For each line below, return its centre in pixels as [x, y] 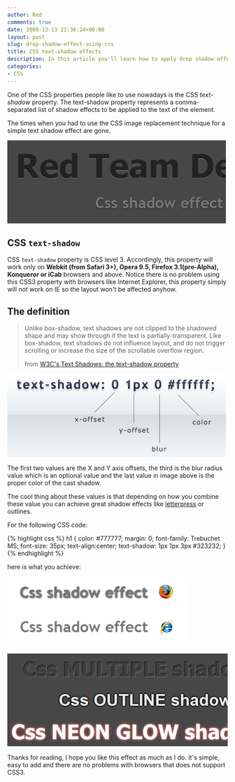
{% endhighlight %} [36, 553]
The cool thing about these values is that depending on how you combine [113, 497]
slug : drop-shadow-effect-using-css [60, 44]
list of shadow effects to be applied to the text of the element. [127, 109]
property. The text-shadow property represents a [103, 102]
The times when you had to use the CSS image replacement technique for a [116, 123]
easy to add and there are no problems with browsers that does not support [116, 765]
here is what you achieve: [44, 567]
